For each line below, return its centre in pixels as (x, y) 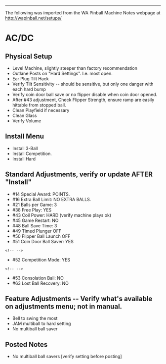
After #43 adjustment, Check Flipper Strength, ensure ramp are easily (83, 100)
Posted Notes (26, 344)
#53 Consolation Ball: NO (38, 278)
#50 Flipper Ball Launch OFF (41, 236)
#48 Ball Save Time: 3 (35, 225)
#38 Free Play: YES (32, 210)
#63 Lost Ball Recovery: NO (41, 283)
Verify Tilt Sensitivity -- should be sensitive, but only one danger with (83, 84)
